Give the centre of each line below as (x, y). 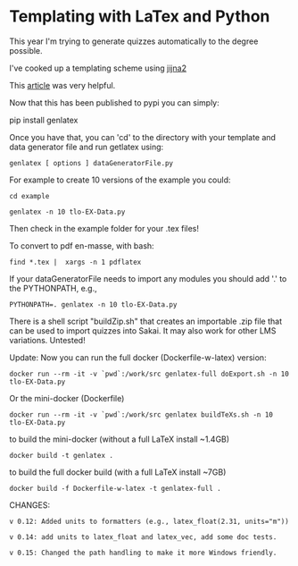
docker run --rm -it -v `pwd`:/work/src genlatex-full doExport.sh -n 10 (149, 374)
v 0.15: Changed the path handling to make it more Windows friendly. (143, 553)
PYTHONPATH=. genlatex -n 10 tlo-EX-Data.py (93, 304)
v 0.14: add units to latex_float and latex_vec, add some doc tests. (143, 537)
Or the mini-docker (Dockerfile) (67, 398)
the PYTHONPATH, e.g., (54, 288)
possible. (26, 50)
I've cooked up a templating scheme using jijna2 (98, 68)
